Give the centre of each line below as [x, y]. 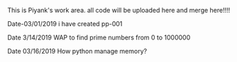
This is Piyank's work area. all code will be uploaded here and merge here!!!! [119, 10]
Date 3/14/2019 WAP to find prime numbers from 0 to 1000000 [99, 37]
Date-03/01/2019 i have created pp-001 [65, 24]
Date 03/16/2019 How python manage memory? [77, 51]
